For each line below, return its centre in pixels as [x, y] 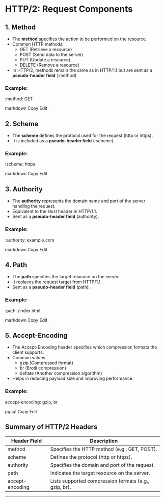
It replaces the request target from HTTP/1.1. [57, 282]
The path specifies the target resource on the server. [66, 277]
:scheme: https [20, 164]
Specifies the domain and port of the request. [102, 465]
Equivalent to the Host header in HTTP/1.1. [55, 211]
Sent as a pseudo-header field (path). [51, 287]
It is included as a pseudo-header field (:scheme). [63, 141]
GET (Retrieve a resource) [46, 49]
